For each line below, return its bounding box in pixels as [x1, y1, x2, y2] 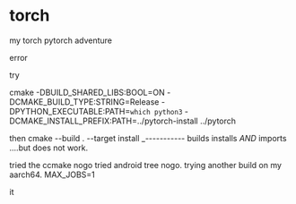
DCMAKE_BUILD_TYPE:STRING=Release [9, 96, 160, 107]
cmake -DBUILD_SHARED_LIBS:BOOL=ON [9, 87, 166, 98]
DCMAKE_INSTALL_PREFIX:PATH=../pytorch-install [9, 115, 199, 126]
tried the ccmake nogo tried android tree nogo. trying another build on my [9, 159, 283, 170]
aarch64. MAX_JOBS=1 [9, 169, 96, 180]
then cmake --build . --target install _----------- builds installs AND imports [9, 132, 287, 143]
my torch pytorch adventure [9, 35, 113, 46]
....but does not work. [9, 142, 88, 153]
